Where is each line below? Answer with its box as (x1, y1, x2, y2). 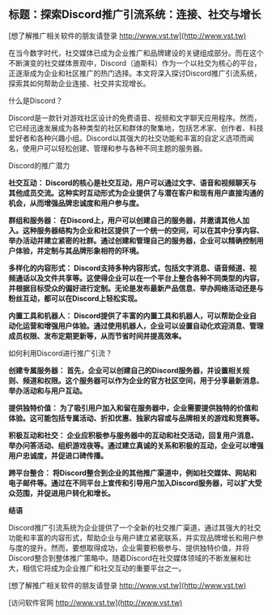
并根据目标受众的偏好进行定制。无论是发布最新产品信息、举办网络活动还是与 (8, 283, 264, 293)
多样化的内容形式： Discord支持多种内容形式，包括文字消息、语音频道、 (8, 263, 250, 273)
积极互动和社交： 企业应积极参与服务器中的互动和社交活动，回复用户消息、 (8, 430, 259, 440)
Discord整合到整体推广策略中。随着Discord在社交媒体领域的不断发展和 (8, 553, 244, 562)
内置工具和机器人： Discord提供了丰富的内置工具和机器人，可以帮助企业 (8, 311, 250, 320)
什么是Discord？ (8, 96, 63, 105)
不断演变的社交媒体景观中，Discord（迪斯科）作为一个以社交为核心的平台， (8, 58, 261, 67)
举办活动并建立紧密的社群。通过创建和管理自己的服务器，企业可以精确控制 (8, 235, 257, 245)
